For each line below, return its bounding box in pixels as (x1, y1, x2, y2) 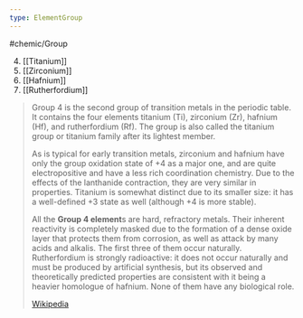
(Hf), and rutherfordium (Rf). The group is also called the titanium (31, 121, 275, 132)
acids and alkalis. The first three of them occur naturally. (31, 242, 242, 253)
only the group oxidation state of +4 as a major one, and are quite (31, 157, 277, 168)
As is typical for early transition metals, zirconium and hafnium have (31, 148, 285, 159)
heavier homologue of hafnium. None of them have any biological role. (31, 281, 295, 292)
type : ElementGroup (9, 13, 83, 23)
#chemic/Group (9, 38, 68, 49)
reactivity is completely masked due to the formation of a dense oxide (31, 223, 292, 234)
